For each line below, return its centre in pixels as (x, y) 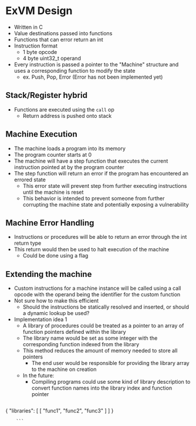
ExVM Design (39, 11)
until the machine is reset (53, 192)
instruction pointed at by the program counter (69, 167)
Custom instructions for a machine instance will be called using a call (97, 288)
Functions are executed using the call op (64, 109)
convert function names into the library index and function (102, 388)
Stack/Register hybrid (46, 95)
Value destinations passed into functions (63, 33)
